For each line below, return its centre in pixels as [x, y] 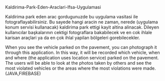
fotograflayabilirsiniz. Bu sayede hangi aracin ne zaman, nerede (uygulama [82, 22]
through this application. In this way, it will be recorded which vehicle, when [82, 52]
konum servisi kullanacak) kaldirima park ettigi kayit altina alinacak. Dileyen [82, 27]
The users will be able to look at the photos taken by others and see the [79, 63]
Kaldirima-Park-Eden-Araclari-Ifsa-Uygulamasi [53, 7]
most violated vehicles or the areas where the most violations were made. [81, 68]
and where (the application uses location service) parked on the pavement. [82, 58]
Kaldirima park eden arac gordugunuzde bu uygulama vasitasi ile [72, 17]
